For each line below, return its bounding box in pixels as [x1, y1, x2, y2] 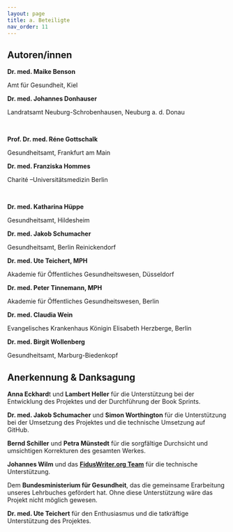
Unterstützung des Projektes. [7, 517, 91, 525]
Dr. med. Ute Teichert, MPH [7, 257, 88, 265]
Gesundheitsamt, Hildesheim [7, 216, 90, 225]
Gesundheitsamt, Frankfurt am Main [7, 149, 111, 157]
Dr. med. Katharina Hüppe [7, 203, 84, 211]
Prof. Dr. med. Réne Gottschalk [7, 135, 98, 144]
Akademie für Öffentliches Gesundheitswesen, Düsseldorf [7, 270, 174, 279]
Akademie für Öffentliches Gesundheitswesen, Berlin [7, 297, 159, 305]
